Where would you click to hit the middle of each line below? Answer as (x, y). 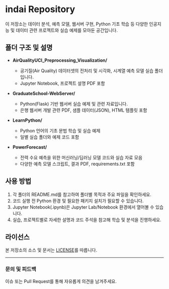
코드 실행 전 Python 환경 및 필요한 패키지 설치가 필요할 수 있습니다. (78, 201)
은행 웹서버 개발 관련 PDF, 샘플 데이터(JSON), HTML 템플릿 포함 (83, 110)
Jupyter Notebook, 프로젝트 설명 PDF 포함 (62, 83)
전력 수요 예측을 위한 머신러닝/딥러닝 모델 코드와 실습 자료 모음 (81, 157)
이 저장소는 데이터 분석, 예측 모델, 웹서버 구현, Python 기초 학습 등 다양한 (77, 24)
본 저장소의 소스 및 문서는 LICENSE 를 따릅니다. (51, 250)
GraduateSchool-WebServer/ (44, 93)
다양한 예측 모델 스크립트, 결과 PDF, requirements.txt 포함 (77, 164)
